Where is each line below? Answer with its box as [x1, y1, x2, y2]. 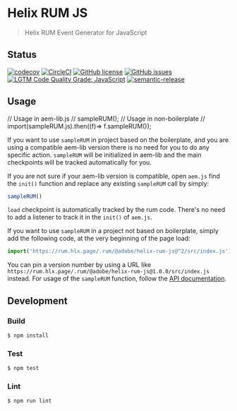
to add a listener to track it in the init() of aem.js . [7, 213, 152, 222]
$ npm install [7, 332, 49, 339]
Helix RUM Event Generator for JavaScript [24, 28, 147, 37]
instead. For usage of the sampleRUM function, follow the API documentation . [7, 274, 227, 283]
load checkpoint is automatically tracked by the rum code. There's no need [7, 205, 226, 214]
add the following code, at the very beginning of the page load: [7, 234, 190, 243]
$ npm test [7, 365, 39, 372]
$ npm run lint [7, 398, 52, 405]
